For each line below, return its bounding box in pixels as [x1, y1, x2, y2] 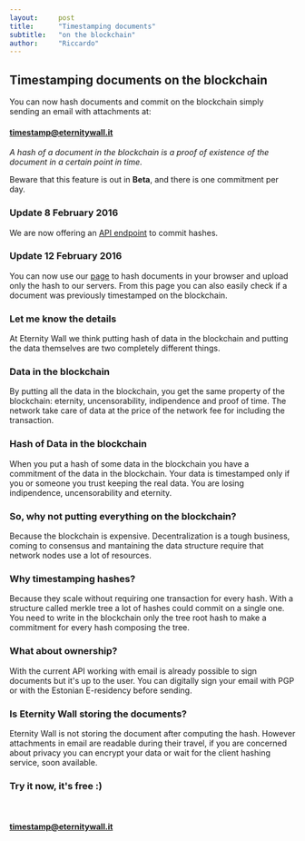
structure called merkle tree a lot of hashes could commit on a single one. [9, 603, 285, 614]
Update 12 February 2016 [9, 250, 123, 262]
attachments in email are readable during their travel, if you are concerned [9, 737, 288, 748]
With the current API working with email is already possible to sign [9, 665, 257, 677]
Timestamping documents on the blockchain [9, 72, 268, 87]
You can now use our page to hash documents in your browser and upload [9, 270, 289, 282]
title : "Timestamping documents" [9, 22, 156, 31]
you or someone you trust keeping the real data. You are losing [9, 478, 245, 489]
